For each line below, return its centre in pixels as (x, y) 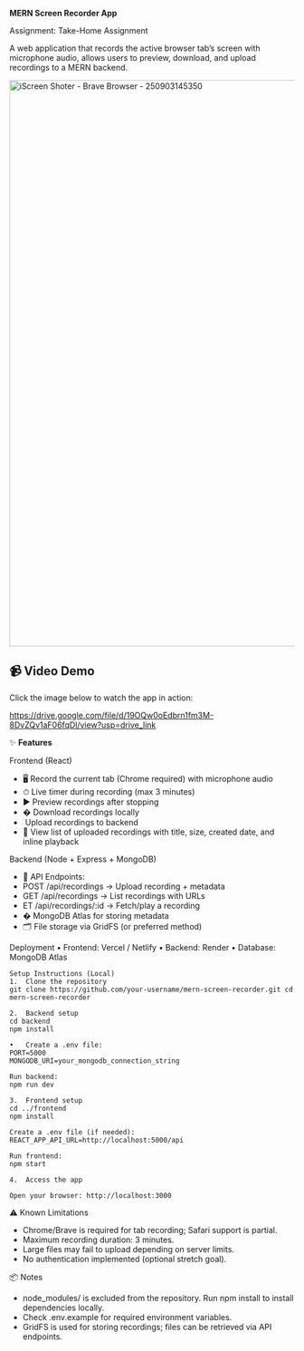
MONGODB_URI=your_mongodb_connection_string (95, 1061)
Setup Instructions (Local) (62, 973)
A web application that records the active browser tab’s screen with (135, 48)
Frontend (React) (41, 760)
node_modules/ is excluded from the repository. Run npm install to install (158, 1298)
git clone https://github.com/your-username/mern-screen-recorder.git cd (152, 989)
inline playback (51, 841)
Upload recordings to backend (81, 822)
